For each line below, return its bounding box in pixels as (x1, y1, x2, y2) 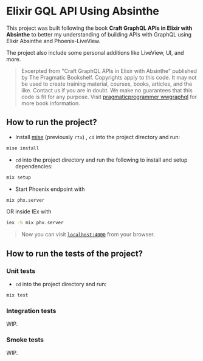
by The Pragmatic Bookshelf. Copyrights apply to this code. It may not (21, 74, 197, 81)
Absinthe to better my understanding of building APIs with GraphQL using (6, 30, 192, 38)
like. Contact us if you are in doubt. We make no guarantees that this (21, 86, 193, 94)
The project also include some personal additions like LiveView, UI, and (6, 49, 184, 56)
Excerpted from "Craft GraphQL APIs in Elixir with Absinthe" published (21, 67, 198, 74)
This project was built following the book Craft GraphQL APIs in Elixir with (6, 24, 193, 32)
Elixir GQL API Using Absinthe (6, 4, 160, 18)
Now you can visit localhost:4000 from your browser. (21, 231, 155, 238)
